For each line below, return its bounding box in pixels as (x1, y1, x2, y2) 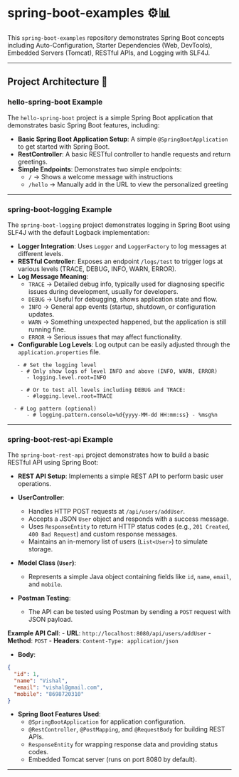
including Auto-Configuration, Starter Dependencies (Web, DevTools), (7, 41, 213, 49)
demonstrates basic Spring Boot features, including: (7, 121, 160, 129)
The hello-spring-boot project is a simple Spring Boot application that (7, 113, 213, 122)
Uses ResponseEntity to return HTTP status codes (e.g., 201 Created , (28, 522, 230, 531)
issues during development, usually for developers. (28, 287, 179, 295)
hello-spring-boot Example (7, 97, 103, 107)
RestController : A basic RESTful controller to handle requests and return (17, 149, 231, 158)
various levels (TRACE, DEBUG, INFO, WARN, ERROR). (17, 264, 176, 273)
